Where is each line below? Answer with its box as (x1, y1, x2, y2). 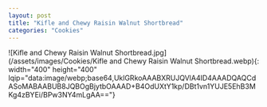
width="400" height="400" (8, 65, 97, 75)
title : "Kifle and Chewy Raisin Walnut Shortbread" (8, 19, 183, 27)
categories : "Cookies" (8, 26, 84, 34)
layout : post (8, 11, 52, 20)
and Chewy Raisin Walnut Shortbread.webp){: (108, 56, 260, 66)
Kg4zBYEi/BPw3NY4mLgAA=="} (8, 90, 116, 100)
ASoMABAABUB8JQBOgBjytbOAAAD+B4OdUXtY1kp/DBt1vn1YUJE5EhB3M (8, 82, 257, 91)
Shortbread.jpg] (114, 48, 167, 58)
